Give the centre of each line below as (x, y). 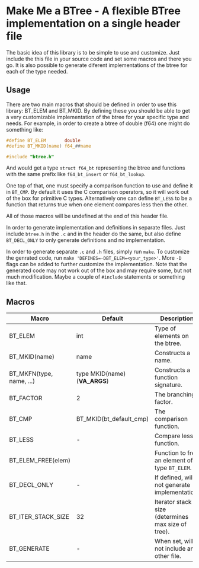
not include (170, 548)
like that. (17, 283)
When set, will (174, 541)
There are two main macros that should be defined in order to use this (92, 104)
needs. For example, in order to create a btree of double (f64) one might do (98, 123)
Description (177, 318)
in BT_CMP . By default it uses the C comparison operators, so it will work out (97, 192)
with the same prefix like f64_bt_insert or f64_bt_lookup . (76, 174)
